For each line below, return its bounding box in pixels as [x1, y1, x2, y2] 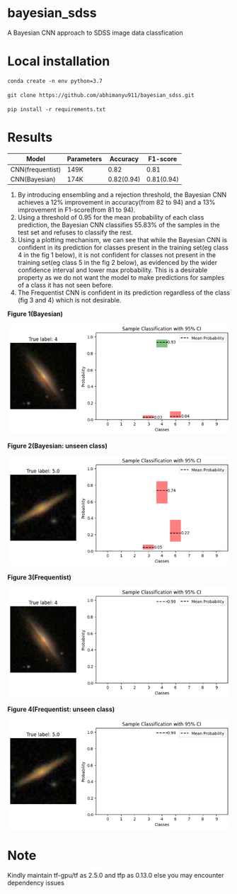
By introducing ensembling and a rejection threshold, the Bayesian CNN [17, 191, 227, 199]
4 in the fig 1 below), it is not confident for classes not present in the [17, 251, 216, 259]
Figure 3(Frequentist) [7, 573, 72, 582]
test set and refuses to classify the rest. [17, 228, 133, 237]
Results [7, 130, 53, 146]
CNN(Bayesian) [10, 175, 56, 183]
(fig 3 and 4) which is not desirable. [17, 296, 122, 305]
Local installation [7, 53, 110, 69]
